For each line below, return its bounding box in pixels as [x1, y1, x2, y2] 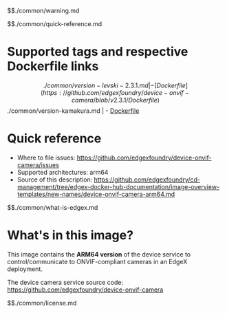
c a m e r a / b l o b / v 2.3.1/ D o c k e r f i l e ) [71, 96, 160, 104]
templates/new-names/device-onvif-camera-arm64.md [17, 190, 175, 198]
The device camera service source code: [7, 278, 124, 286]
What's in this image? [7, 228, 134, 244]
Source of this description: [17, 175, 93, 184]
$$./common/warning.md [7, 7, 80, 14]
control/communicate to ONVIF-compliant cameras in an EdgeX [7, 257, 188, 266]
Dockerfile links [7, 58, 99, 74]
